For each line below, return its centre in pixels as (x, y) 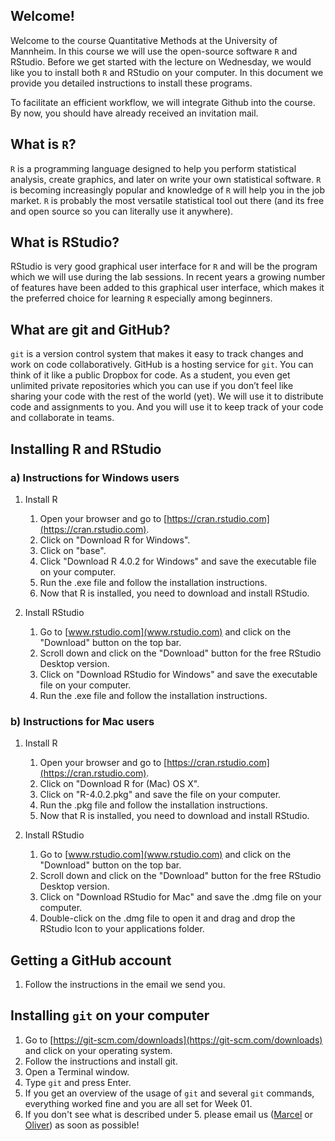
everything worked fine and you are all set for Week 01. (138, 1103)
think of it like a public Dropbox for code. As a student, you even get (150, 375)
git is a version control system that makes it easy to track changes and (157, 354)
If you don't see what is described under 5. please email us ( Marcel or (168, 1114)
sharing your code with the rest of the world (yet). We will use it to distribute (167, 396)
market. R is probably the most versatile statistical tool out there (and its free (167, 200)
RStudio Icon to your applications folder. (122, 929)
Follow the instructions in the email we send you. (125, 985)
